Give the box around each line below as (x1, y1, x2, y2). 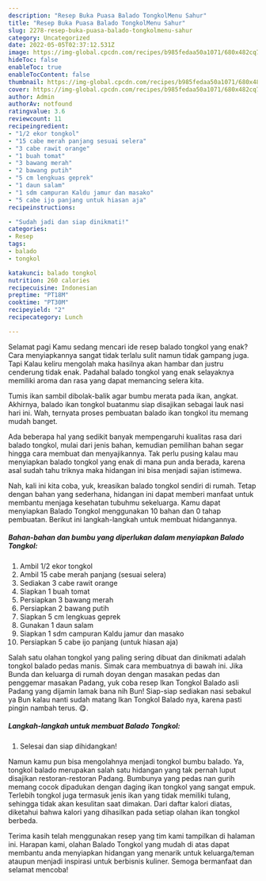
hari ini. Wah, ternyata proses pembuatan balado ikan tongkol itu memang (8, 408, 249, 417)
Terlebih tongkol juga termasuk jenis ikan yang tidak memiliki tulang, (8, 791, 231, 800)
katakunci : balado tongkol (8, 269, 97, 277)
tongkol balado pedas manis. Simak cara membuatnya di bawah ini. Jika (8, 660, 243, 671)
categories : (8, 225, 47, 233)
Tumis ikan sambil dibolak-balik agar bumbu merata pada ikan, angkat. (8, 390, 239, 401)
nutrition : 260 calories (8, 276, 90, 284)
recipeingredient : (8, 122, 69, 130)
